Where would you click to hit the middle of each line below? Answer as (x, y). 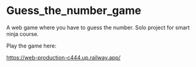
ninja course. (23, 33)
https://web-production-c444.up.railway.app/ (63, 57)
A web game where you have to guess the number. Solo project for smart (98, 27)
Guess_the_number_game (74, 11)
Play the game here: (31, 46)
